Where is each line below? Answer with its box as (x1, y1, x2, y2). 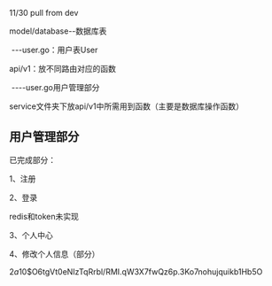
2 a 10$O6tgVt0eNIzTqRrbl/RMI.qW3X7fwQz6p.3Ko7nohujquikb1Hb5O (9, 266, 263, 277)
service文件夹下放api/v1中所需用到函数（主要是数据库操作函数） (9, 101, 244, 112)
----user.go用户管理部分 (11, 82, 100, 92)
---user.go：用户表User (11, 44, 98, 55)
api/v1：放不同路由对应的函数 (9, 64, 117, 73)
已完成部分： (9, 154, 56, 165)
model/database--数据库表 (9, 26, 107, 36)
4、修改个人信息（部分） (9, 248, 100, 259)
